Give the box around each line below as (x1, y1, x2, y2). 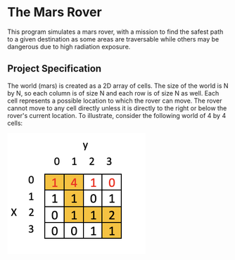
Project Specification (7, 63, 102, 74)
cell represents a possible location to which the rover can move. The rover (7, 96, 222, 105)
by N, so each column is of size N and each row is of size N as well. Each (7, 89, 220, 97)
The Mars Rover (7, 4, 102, 20)
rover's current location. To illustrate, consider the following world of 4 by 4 (7, 111, 227, 119)
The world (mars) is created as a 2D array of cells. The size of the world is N (7, 82, 229, 90)
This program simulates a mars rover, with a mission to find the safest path (7, 27, 224, 36)
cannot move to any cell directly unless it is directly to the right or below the (7, 103, 227, 112)
